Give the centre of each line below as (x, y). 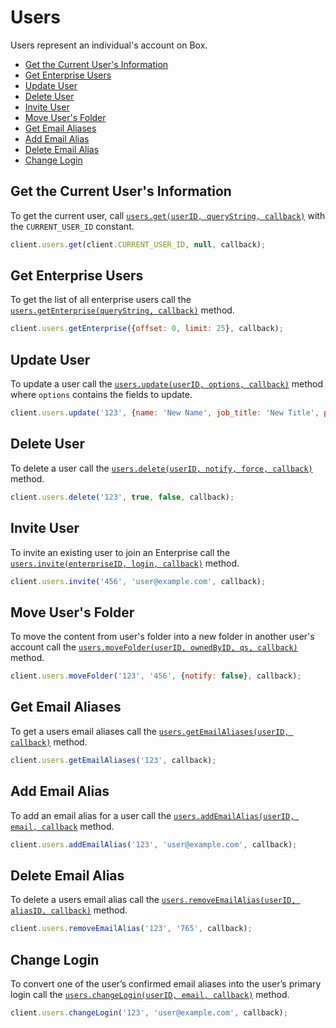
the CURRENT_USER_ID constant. (72, 226)
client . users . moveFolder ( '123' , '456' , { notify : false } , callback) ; (156, 676)
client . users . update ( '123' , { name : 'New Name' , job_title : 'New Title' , (165, 413)
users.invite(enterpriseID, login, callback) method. (125, 563)
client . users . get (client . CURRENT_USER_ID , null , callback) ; (138, 244)
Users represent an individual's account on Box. (109, 45)
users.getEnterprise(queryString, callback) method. (122, 310)
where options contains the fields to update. (101, 395)
